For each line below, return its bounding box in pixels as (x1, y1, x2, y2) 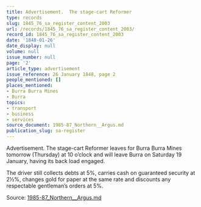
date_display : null (6, 43, 56, 49)
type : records (6, 15, 43, 21)
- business (6, 111, 34, 117)
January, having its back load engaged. (6, 158, 105, 164)
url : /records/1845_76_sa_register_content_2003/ (6, 26, 135, 32)
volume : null (6, 49, 40, 55)
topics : (6, 99, 26, 105)
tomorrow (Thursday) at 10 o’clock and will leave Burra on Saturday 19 (6, 151, 182, 158)
